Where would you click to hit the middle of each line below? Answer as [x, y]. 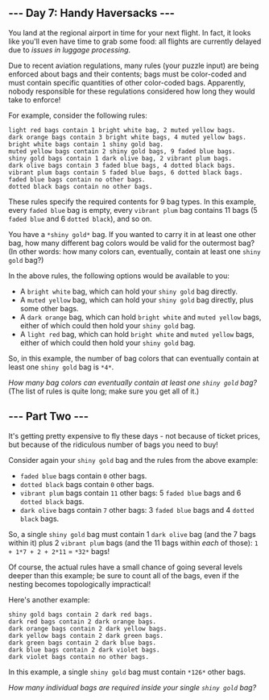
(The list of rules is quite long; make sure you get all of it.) [104, 391]
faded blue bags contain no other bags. [77, 179]
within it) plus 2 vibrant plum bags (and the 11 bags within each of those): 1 [133, 543]
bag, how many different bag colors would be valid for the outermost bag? [132, 243]
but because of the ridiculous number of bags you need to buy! [114, 444]
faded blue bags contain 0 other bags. [83, 476]
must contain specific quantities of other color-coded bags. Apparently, [127, 82]
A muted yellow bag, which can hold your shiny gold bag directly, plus [137, 300]
